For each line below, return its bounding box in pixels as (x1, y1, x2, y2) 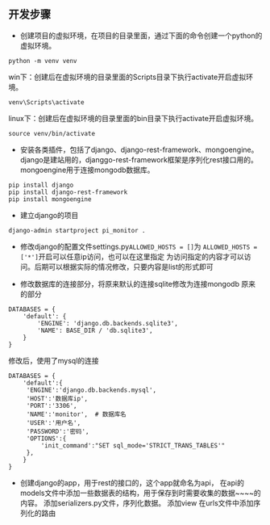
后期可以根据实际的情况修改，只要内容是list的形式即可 (34, 262, 214, 271)
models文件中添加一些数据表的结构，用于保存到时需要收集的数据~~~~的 (19, 488, 262, 498)
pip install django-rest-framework (8, 188, 128, 196)
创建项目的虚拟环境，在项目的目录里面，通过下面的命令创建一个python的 (19, 31, 263, 40)
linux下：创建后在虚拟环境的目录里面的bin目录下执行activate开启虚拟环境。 (8, 113, 259, 123)
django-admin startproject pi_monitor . (8, 226, 147, 234)
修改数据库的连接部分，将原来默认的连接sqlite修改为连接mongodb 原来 (19, 279, 256, 288)
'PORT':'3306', (26, 401, 78, 409)
